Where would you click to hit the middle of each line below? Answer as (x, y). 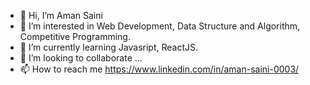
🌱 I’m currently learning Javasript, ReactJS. (108, 47)
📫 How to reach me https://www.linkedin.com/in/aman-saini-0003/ (159, 69)
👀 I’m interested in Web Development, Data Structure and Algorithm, (160, 26)
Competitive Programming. (75, 36)
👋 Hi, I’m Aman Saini (61, 15)
